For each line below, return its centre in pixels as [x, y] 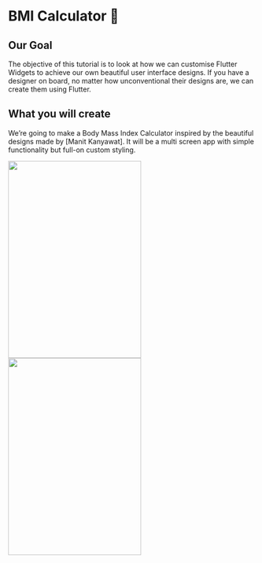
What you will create [60, 114]
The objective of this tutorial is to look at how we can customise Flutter [123, 64]
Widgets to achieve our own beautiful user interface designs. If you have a [129, 73]
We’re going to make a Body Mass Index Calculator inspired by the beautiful [131, 132]
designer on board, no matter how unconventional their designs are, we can [131, 81]
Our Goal [30, 45]
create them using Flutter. [50, 89]
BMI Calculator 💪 [64, 16]
